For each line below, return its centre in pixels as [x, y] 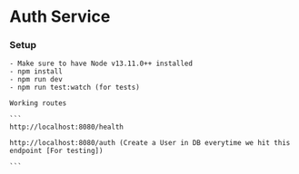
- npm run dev [36, 80]
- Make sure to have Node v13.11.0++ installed [101, 64]
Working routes [38, 103]
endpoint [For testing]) [56, 151]
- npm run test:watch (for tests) [75, 88]
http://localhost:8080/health [67, 127]
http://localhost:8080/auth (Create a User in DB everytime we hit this [150, 143]
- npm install [36, 72]
